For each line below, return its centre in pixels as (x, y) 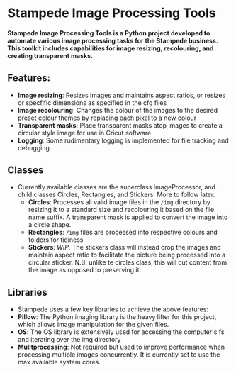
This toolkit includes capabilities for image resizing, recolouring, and (111, 48)
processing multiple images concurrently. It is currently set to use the (119, 355)
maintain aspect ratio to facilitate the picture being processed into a (127, 255)
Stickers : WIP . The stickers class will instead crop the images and (124, 247)
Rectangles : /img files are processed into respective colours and (123, 233)
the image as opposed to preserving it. (85, 270)
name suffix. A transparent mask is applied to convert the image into (128, 217)
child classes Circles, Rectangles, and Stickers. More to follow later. (116, 195)
